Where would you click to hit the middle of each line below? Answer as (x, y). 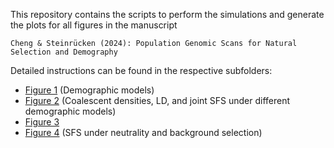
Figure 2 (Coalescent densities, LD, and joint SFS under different (157, 100)
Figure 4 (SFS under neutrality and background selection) (143, 132)
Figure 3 (42, 122)
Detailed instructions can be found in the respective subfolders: (141, 70)
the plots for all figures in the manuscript (94, 25)
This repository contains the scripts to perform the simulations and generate (167, 14)
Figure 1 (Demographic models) (89, 90)
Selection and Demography (64, 52)
